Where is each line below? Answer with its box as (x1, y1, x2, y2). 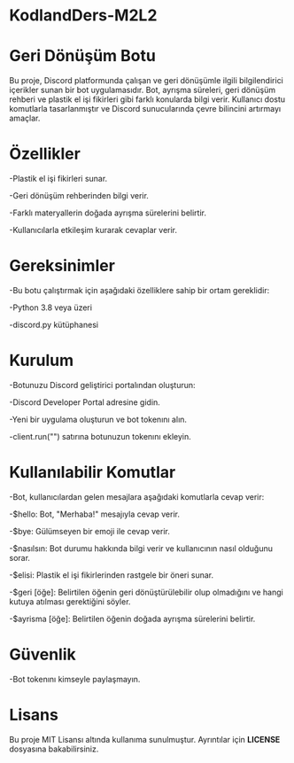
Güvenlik (9, 644, 77, 665)
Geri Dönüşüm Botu (9, 46, 157, 66)
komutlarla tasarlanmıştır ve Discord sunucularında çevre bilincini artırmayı (9, 104, 282, 114)
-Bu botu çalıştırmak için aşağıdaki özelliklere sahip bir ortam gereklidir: (9, 285, 270, 295)
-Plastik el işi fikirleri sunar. (9, 174, 108, 184)
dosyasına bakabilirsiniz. (9, 744, 99, 754)
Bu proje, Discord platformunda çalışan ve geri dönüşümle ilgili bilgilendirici (9, 75, 283, 86)
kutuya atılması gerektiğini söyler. (9, 596, 131, 607)
